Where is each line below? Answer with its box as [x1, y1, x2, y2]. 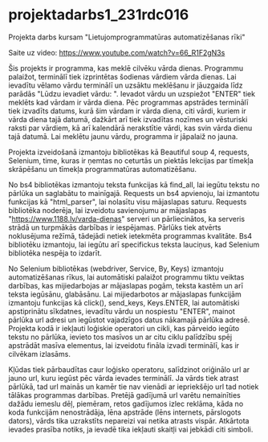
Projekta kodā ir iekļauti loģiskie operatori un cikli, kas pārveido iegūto [8, 323, 240, 333]
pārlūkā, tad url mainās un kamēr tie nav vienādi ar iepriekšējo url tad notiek [8, 382, 259, 391]
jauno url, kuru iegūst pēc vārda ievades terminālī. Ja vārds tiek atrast [8, 373, 239, 383]
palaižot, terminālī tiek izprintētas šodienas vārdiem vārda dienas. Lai [8, 72, 237, 81]
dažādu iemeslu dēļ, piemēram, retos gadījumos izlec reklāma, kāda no [8, 399, 244, 408]
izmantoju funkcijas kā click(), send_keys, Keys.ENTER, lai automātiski [8, 297, 240, 307]
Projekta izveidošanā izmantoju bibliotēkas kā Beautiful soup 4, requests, [8, 147, 250, 157]
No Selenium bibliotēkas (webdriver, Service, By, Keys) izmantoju [8, 264, 224, 273]
